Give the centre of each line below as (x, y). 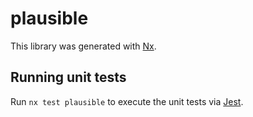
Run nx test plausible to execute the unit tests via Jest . (127, 101)
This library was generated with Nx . (83, 46)
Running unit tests (68, 77)
